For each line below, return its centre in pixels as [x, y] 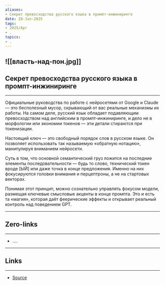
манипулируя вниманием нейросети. [44, 149]
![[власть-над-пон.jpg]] [43, 62]
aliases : [14, 10]
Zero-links [21, 224]
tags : [11, 23]
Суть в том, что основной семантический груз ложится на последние [79, 158]
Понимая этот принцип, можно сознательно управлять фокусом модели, [82, 189]
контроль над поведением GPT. [39, 204]
